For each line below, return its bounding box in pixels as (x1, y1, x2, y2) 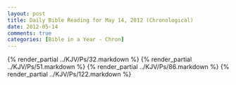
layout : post (7, 10, 46, 17)
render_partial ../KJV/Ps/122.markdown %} (7, 70, 132, 79)
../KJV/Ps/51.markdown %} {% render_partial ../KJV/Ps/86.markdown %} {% (7, 63, 230, 71)
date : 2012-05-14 (7, 23, 58, 30)
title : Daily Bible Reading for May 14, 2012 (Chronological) (7, 17, 194, 24)
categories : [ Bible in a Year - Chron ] (7, 36, 125, 43)
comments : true (7, 29, 52, 37)
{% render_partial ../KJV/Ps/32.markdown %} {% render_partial (7, 55, 192, 63)
